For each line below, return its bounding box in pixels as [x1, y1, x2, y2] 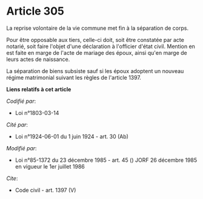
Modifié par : [6, 144, 38, 152]
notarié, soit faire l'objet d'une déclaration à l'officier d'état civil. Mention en [6, 43, 196, 50]
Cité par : [6, 120, 28, 128]
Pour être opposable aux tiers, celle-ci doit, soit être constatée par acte [6, 36, 185, 43]
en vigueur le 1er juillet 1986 [15, 162, 85, 170]
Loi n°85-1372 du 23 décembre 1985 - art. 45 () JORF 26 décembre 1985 [15, 156, 198, 164]
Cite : [6, 175, 18, 182]
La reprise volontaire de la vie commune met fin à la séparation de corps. [6, 24, 189, 32]
